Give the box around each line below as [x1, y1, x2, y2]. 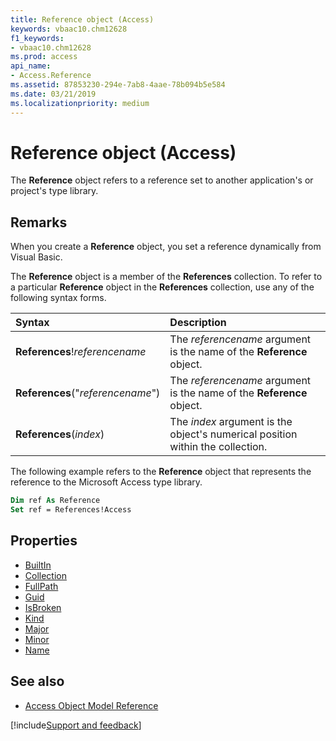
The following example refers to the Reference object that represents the [10, 466, 312, 478]
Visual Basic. [10, 251, 63, 263]
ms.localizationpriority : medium [10, 98, 150, 108]
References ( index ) [15, 427, 105, 441]
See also [10, 673, 65, 690]
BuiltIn [24, 559, 52, 571]
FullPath [24, 580, 59, 592]
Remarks [10, 214, 68, 231]
